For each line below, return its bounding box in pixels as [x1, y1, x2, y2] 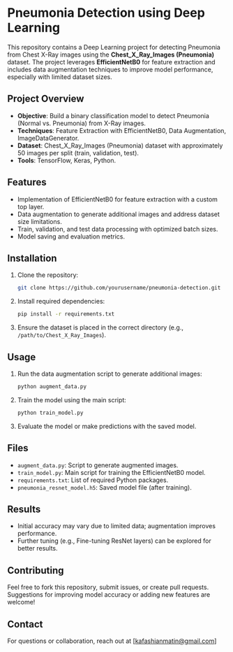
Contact [7, 618, 43, 630]
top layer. [17, 202, 45, 211]
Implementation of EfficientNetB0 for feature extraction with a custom [17, 194, 218, 204]
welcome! [7, 598, 36, 607]
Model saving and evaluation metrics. [17, 232, 126, 241]
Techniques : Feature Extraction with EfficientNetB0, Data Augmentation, [17, 126, 227, 134]
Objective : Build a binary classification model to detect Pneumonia [17, 111, 209, 120]
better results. [17, 544, 58, 553]
